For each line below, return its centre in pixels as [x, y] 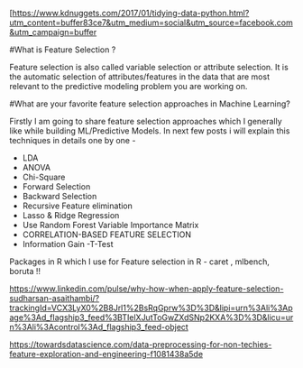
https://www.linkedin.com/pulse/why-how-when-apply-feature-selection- [147, 289]
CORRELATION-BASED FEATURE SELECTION [107, 235]
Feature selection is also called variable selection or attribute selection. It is [149, 67]
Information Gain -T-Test [68, 244]
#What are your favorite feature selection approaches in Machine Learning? [150, 104]
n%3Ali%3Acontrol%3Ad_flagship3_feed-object [99, 327]
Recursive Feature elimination [78, 206]
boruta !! [25, 271]
